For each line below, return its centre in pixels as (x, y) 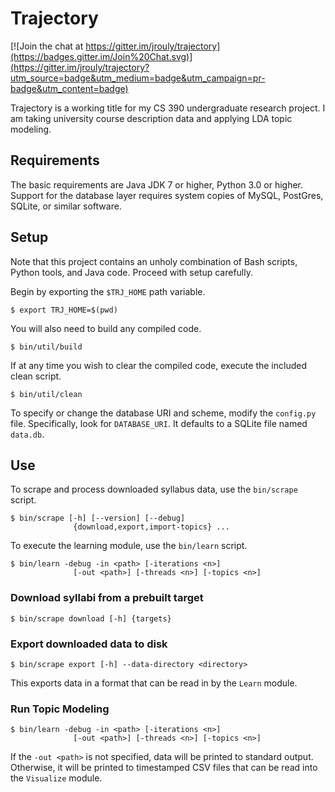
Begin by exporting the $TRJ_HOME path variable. (108, 291)
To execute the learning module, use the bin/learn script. (129, 546)
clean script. (36, 376)
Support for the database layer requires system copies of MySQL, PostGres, (167, 195)
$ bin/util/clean (46, 394)
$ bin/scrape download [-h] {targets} (91, 618)
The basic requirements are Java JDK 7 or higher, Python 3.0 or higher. (157, 184)
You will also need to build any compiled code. (106, 328)
